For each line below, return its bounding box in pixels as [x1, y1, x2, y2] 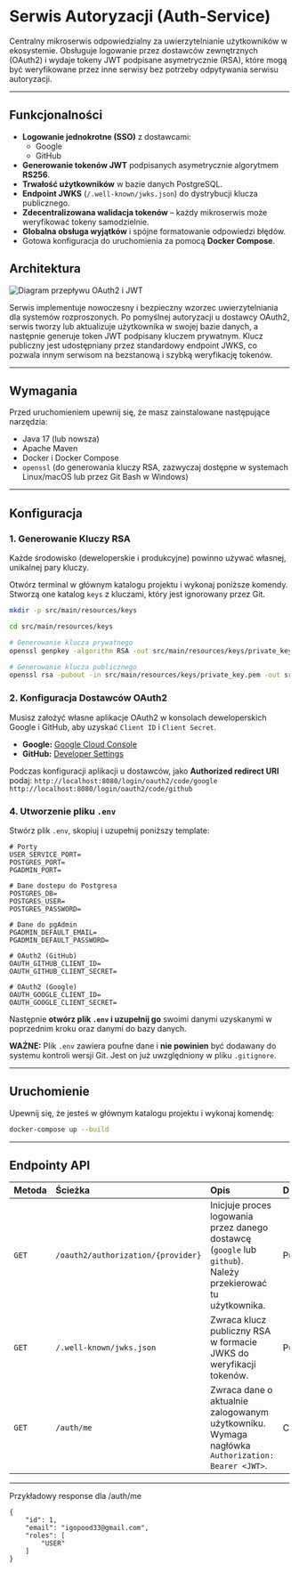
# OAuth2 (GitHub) [9, 951, 77, 960]
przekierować [210, 1277, 268, 1290]
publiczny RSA [210, 1325, 271, 1337]
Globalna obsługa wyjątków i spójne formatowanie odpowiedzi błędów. [21, 225, 287, 237]
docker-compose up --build [9, 1124, 109, 1134]
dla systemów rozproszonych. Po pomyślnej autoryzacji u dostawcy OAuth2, [9, 312, 290, 322]
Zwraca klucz [210, 1314, 267, 1326]
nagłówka [210, 1439, 251, 1452]
